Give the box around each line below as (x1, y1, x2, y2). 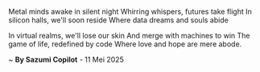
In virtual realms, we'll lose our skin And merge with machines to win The (8, 31, 250, 40)
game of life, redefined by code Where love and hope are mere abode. (8, 39, 242, 49)
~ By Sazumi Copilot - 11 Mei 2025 (8, 55, 125, 64)
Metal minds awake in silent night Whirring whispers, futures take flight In (8, 7, 252, 16)
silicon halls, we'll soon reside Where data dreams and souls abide (8, 15, 229, 25)
